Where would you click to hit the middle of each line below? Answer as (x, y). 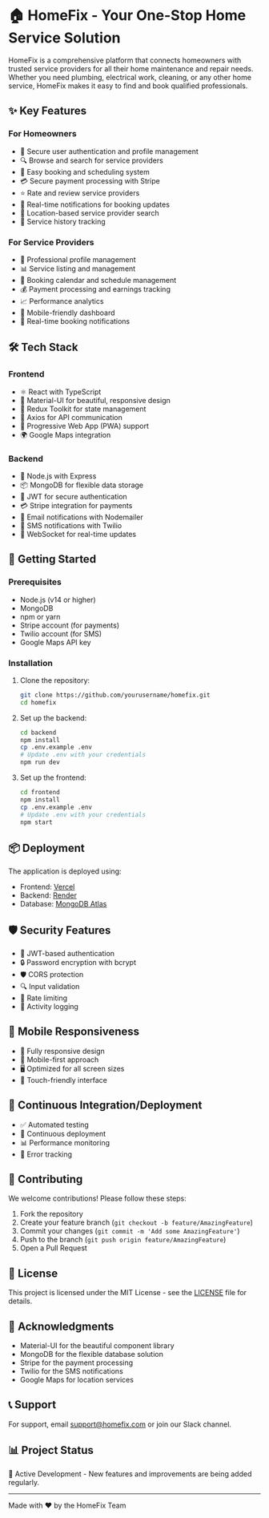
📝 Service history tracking (62, 221)
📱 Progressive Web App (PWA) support (84, 426)
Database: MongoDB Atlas (63, 904)
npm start (36, 822)
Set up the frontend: (53, 777)
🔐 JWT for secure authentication (74, 496)
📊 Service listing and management (78, 268)
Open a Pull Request (54, 1248)
